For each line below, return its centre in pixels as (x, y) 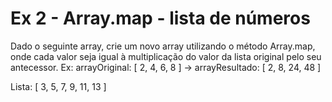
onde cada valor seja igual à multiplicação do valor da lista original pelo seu (166, 56)
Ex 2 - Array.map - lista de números (160, 18)
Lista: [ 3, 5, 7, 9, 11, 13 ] (58, 86)
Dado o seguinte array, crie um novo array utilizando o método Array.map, (163, 46)
